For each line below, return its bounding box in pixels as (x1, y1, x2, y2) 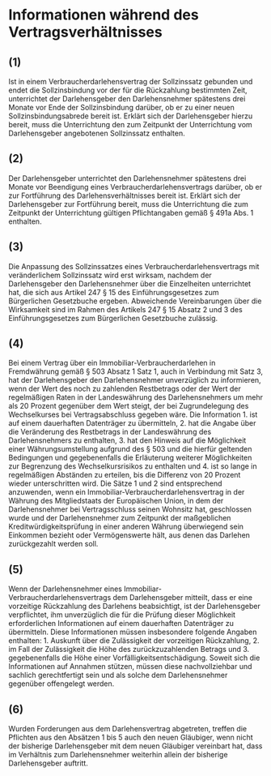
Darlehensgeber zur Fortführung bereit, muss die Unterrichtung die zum (8, 199, 248, 208)
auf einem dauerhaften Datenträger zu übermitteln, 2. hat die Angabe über (8, 418, 256, 428)
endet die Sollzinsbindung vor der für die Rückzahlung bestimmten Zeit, (8, 85, 248, 95)
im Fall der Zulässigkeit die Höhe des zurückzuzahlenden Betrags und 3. (8, 645, 250, 654)
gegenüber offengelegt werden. (8, 679, 115, 688)
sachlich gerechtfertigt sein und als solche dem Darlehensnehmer (8, 671, 228, 680)
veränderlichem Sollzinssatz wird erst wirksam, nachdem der (8, 270, 212, 280)
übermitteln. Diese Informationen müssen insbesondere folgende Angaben (8, 627, 257, 637)
